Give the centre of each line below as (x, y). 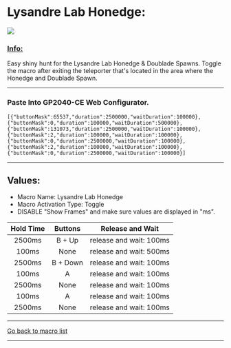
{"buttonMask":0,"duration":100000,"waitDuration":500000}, (95, 123)
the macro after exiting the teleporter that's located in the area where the (110, 71)
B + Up (67, 240)
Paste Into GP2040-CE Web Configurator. (78, 103)
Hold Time (28, 229)
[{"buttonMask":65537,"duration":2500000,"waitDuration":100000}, (104, 117)
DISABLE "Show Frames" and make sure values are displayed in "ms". (116, 212)
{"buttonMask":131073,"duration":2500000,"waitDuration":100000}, (104, 129)
